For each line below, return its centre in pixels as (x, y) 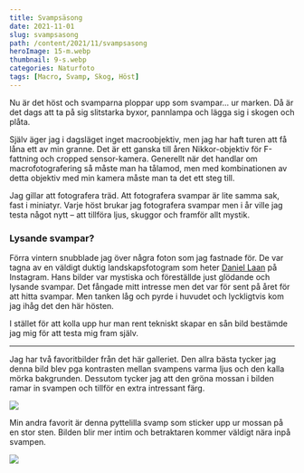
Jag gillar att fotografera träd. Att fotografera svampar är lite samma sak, (145, 195)
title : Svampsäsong (46, 18)
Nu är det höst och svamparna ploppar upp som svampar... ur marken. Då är (152, 102)
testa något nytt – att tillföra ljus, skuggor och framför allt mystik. (130, 215)
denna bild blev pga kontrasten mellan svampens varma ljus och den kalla (147, 369)
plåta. (20, 121)
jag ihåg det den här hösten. (62, 306)
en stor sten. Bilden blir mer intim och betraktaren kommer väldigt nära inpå (150, 432)
